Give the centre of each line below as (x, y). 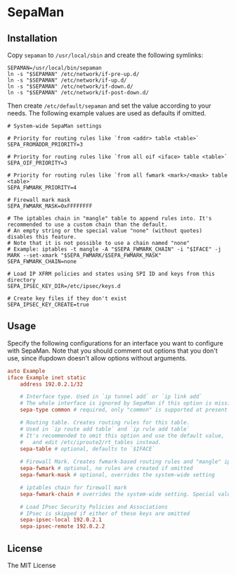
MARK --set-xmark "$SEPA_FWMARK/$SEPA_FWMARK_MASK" (84, 255)
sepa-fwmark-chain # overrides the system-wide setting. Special (118, 494)
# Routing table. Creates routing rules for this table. (105, 423)
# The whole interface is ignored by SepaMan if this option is (116, 403)
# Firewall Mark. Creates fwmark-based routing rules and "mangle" (120, 462)
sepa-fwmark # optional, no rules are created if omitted (106, 469)
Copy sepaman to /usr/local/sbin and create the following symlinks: (105, 55)
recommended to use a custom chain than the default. (88, 225)
